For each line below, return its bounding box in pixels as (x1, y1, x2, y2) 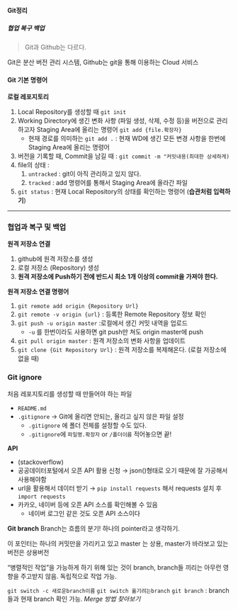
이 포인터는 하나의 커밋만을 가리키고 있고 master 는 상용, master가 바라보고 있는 (7, 539, 229, 548)
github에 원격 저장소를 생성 (17, 254, 93, 264)
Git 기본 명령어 (7, 75, 48, 84)
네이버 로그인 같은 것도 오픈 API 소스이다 (28, 509, 140, 517)
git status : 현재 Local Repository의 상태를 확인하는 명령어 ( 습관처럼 (17, 187, 212, 196)
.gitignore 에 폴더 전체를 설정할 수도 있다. (28, 421, 147, 429)
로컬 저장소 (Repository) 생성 (17, 264, 99, 272)
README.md (17, 405, 47, 412)
